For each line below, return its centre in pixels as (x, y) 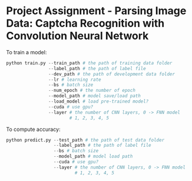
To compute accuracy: (33, 129)
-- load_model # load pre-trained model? (98, 101)
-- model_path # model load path (93, 157)
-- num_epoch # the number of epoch (92, 90)
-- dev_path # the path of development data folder (112, 74)
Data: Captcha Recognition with (85, 23)
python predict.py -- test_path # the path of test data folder (85, 140)
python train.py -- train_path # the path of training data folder (89, 63)
